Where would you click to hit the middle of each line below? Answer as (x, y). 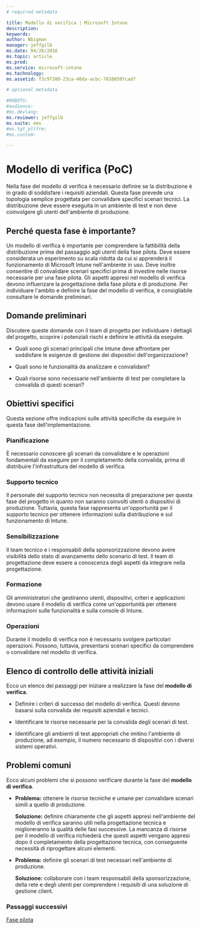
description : (23, 28)
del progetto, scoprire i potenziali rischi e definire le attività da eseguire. (95, 336)
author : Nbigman (26, 40)
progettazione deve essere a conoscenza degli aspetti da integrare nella (96, 562)
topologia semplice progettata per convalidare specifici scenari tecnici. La (98, 199)
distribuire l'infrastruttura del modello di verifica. (66, 466)
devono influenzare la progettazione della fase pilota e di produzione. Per (97, 284)
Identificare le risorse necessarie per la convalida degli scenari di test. (102, 722)
